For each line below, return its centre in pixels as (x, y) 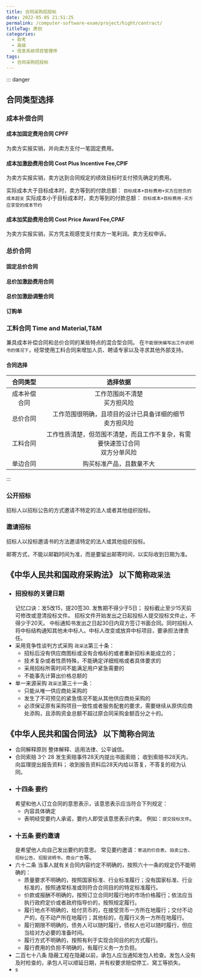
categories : (21, 34)
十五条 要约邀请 (37, 835)
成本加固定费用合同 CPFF (38, 134)
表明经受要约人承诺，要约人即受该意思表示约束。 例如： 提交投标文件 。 (109, 819)
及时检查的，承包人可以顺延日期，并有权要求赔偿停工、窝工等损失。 (99, 962)
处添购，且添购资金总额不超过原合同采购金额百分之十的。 (95, 713)
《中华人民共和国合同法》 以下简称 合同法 (81, 734)
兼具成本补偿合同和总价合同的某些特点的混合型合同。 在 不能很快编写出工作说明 (100, 342)
